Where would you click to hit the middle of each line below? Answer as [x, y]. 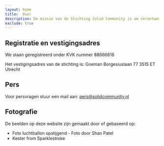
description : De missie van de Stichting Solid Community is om [72, 19]
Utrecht [13, 69]
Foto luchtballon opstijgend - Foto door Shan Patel [63, 133]
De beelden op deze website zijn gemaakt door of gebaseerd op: [70, 124]
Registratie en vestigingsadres [53, 43]
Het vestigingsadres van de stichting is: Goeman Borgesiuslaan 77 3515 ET [80, 64]
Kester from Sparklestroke [39, 138]
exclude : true [20, 23]
